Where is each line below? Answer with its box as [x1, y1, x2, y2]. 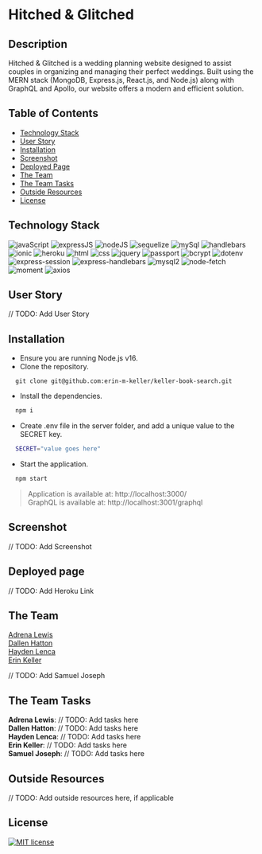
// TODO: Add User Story [8, 309, 90, 319]
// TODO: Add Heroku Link [8, 586, 94, 595]
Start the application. [19, 459, 89, 469]
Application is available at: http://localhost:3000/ [27, 489, 187, 498]
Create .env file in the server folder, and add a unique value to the [19, 421, 235, 431]
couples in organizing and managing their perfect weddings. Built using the [8, 67, 254, 76]
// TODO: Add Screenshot [8, 541, 93, 551]
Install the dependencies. [19, 392, 103, 401]
